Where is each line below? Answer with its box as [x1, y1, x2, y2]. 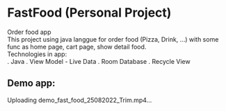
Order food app [7, 28, 51, 36]
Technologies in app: [7, 50, 67, 58]
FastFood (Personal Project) [7, 5, 172, 21]
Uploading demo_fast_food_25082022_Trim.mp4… [7, 96, 152, 104]
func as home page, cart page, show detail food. [7, 42, 147, 51]
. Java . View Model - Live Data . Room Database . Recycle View [7, 57, 191, 65]
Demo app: [7, 78, 56, 89]
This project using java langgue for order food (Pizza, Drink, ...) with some [7, 35, 219, 43]
